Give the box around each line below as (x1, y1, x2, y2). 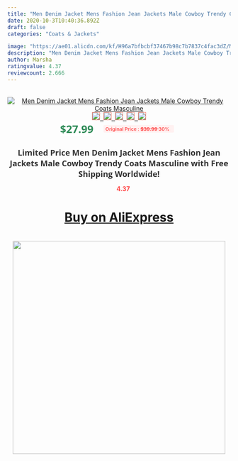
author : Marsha (7, 56, 52, 64)
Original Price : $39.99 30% (105, 125, 170, 132)
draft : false (7, 23, 46, 31)
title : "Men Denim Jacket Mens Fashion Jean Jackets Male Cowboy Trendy (7, 10, 227, 18)
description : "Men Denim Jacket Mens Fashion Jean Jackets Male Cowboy (7, 50, 223, 57)
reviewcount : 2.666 (7, 69, 65, 77)
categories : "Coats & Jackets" (7, 30, 100, 38)
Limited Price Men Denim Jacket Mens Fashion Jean (17, 146, 221, 158)
